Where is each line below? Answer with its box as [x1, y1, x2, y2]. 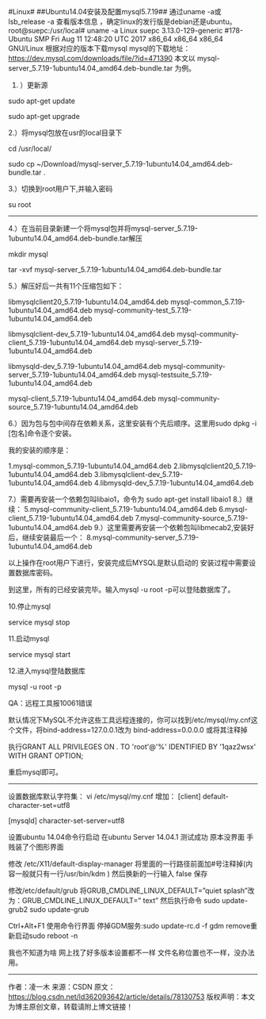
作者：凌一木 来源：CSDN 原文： [8, 982, 116, 991]
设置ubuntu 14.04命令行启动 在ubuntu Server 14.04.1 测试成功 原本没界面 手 [8, 833, 254, 841]
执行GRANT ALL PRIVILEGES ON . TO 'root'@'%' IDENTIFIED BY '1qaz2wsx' [8, 742, 256, 752]
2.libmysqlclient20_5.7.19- [173, 461, 256, 471]
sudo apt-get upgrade [8, 112, 81, 121]
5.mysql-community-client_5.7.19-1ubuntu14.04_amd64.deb [23, 505, 218, 513]
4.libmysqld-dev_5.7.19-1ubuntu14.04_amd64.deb [93, 479, 254, 487]
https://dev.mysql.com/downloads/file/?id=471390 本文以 [8, 54, 196, 63]
